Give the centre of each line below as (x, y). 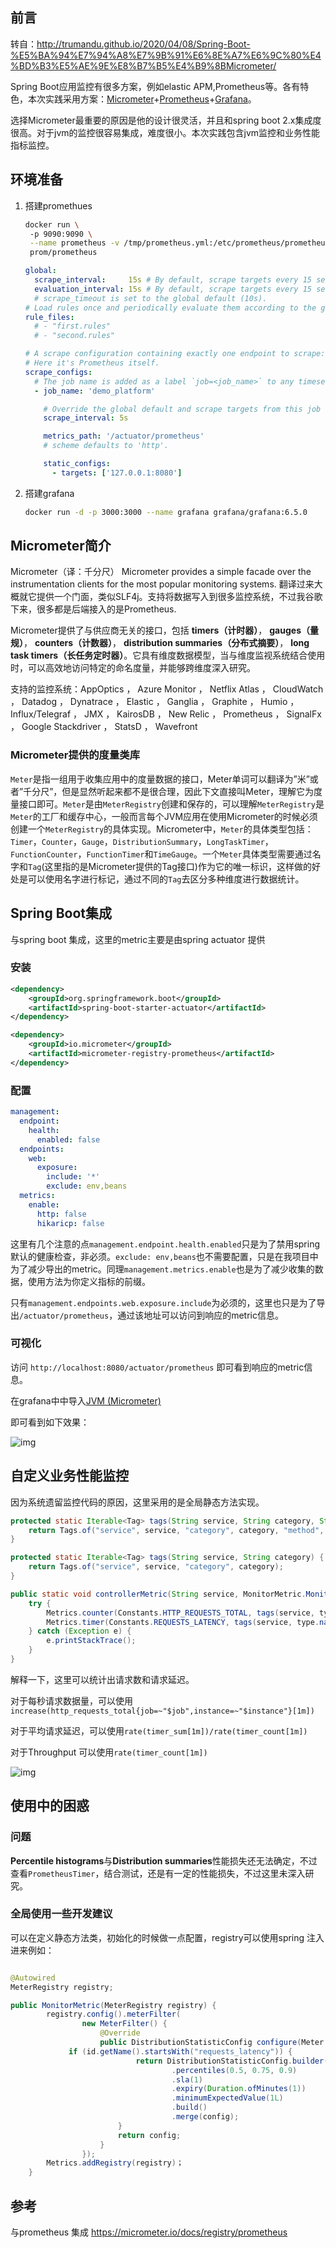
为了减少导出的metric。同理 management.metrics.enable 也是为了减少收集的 (162, 1269)
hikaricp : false (70, 1223)
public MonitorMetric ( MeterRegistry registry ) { (113, 2005)
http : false (61, 1214)
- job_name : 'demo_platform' (95, 391)
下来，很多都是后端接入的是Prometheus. (93, 609)
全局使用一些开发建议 (61, 1914)
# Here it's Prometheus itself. (92, 363)
